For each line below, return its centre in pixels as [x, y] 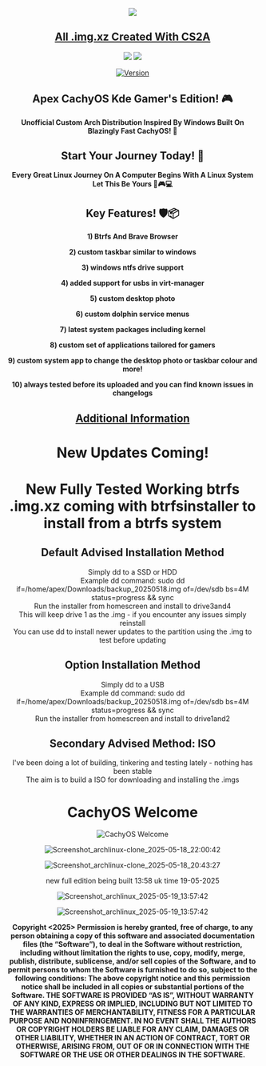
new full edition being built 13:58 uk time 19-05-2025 [133, 881]
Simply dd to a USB [133, 684]
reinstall [133, 623]
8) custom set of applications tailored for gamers [133, 345]
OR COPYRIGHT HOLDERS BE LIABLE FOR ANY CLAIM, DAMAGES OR [133, 1029]
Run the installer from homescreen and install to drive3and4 [133, 606]
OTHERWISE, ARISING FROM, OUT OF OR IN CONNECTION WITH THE [133, 1046]
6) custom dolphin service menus [133, 314]
